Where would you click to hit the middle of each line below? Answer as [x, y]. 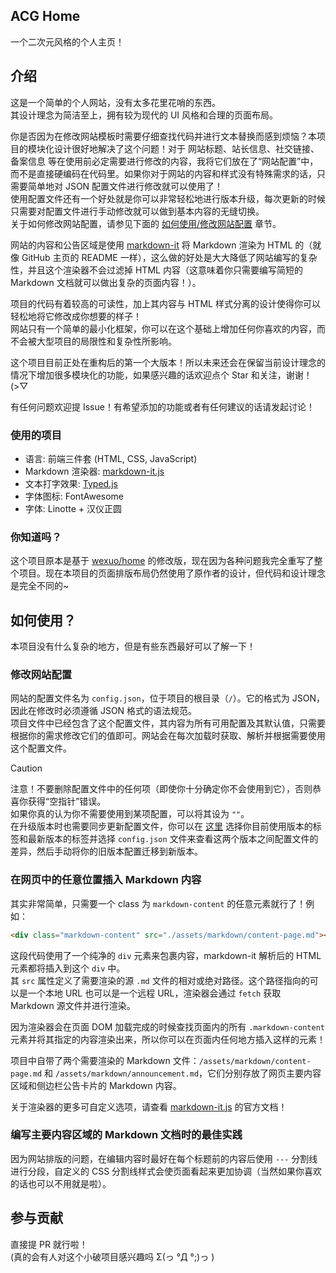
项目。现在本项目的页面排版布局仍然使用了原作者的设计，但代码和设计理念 [172, 573]
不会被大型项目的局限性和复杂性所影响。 [93, 341]
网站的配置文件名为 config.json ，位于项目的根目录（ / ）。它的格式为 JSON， [168, 698]
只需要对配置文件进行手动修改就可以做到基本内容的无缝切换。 [137, 211]
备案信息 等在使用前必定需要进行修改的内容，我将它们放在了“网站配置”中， [164, 161]
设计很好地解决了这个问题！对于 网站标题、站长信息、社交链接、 [186, 148]
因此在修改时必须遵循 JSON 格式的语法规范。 [104, 711]
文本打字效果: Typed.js [71, 483]
